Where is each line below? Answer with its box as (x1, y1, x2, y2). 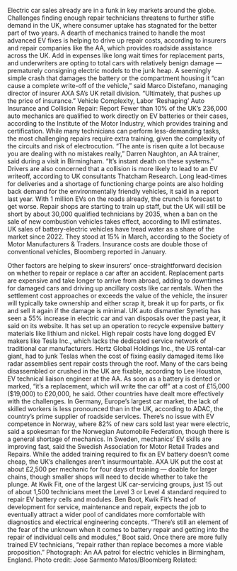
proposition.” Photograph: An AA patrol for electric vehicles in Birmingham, (7, 548, 226, 556)
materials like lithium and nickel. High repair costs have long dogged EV (7, 330, 216, 337)
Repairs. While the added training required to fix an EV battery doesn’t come (7, 450, 230, 458)
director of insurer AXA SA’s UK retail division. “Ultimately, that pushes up (7, 89, 221, 97)
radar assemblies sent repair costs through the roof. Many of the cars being (7, 359, 228, 368)
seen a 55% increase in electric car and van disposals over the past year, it (7, 314, 226, 322)
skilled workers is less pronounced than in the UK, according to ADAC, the (7, 405, 224, 413)
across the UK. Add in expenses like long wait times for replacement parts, (7, 51, 225, 60)
